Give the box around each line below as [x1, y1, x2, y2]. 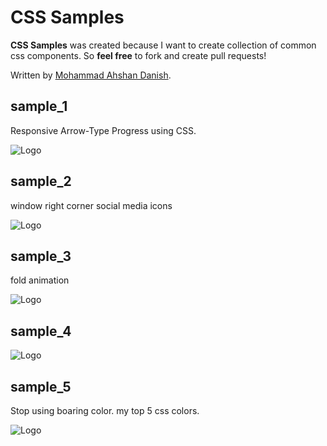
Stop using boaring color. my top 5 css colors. [10, 405, 200, 416]
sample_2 [10, 173, 72, 190]
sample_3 [10, 247, 72, 265]
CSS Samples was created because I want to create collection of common [10, 39, 317, 51]
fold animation [10, 274, 70, 286]
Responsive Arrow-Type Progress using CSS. [10, 124, 197, 136]
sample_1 [10, 98, 68, 115]
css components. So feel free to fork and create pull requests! [10, 49, 267, 61]
